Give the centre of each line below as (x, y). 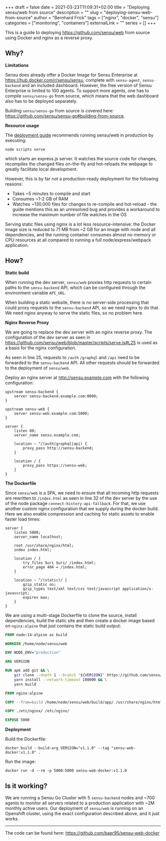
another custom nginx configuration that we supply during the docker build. (82, 509)
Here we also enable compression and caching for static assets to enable (80, 514)
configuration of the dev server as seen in (48, 337)
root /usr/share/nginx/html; (44, 545)
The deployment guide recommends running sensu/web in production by (80, 135)
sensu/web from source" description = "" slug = (54, 12)
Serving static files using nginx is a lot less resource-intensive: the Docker (81, 224)
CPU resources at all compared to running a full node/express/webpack (78, 240)
